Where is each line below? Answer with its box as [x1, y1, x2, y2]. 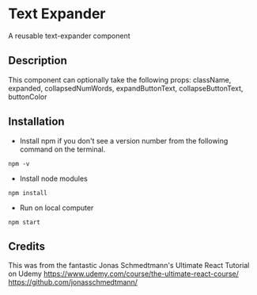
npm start [8, 218, 41, 226]
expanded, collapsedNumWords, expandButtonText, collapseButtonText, [8, 83, 244, 93]
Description [8, 54, 67, 67]
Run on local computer [19, 203, 94, 213]
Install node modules [19, 174, 89, 183]
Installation [8, 115, 65, 128]
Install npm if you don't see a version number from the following [19, 136, 229, 145]
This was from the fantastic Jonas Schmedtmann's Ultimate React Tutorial [8, 261, 250, 270]
